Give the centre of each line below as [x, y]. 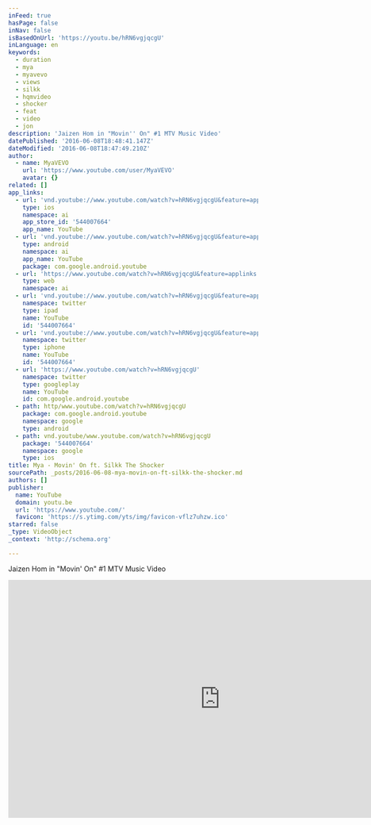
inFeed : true [30, 15]
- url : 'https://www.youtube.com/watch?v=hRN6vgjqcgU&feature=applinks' [138, 274]
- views [28, 82]
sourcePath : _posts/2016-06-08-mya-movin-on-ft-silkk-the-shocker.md [126, 473]
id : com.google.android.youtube [76, 399]
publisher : [26, 487]
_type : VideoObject [40, 532]
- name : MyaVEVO [42, 163]
